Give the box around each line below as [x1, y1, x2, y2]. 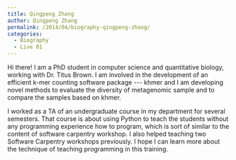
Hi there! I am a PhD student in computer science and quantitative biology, [7, 63, 225, 71]
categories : [7, 30, 43, 38]
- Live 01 [13, 43, 43, 50]
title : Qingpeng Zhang [7, 10, 74, 18]
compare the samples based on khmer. [7, 93, 122, 102]
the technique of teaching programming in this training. [7, 145, 169, 153]
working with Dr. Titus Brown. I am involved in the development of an [7, 70, 208, 79]
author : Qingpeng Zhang [7, 17, 78, 24]
